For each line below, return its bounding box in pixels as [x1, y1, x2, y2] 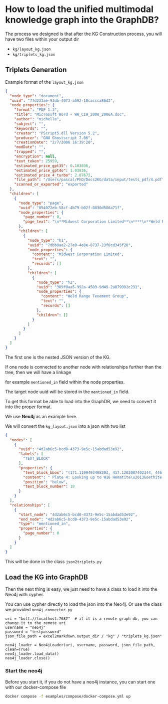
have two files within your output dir [5, 36, 79, 42]
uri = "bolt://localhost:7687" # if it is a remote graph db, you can [5, 616, 157, 621]
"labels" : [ [18, 451, 43, 457]
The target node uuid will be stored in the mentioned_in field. [5, 389, 130, 395]
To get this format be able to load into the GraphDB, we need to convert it [5, 398, 156, 404]
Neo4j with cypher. [5, 592, 44, 598]
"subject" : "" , [14, 121, 46, 126]
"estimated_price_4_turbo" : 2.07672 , [14, 172, 93, 178]
